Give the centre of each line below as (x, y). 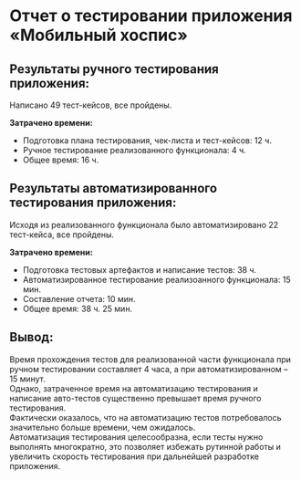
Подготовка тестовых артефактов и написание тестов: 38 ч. (140, 269)
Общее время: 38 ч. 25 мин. (78, 308)
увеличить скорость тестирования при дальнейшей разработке (135, 456)
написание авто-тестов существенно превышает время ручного (135, 398)
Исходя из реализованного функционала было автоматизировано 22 (144, 224)
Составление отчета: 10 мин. (79, 298)
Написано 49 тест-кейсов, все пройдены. (91, 105)
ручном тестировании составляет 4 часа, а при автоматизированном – (149, 369)
